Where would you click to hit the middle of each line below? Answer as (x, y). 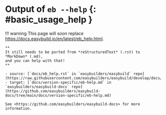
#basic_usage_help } (49, 20)
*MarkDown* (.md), (24, 56)
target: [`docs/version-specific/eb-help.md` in (61, 82)
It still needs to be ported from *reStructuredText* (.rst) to (73, 52)
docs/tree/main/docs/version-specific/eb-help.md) (58, 95)
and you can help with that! (35, 60)
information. (19, 108)
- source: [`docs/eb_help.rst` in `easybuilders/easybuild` (68, 74)
